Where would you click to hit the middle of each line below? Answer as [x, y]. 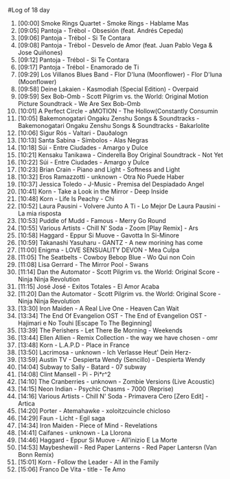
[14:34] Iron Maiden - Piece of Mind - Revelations [88, 425]
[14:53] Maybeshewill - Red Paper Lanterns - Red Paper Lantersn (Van [117, 447]
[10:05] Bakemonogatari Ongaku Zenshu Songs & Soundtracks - [108, 118]
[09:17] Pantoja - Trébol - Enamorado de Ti [78, 67]
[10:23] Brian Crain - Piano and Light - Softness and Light [99, 169]
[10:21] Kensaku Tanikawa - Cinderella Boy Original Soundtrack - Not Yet [120, 155]
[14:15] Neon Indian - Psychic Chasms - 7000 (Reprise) [95, 389]
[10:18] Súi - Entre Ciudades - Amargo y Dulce [83, 148]
